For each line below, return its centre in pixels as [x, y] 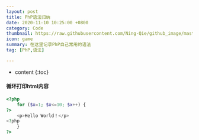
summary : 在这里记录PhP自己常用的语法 [49, 45]
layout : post [22, 12]
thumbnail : [20, 34]
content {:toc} [32, 72]
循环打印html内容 [28, 86]
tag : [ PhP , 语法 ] [25, 50]
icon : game [20, 39]
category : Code [25, 28]
